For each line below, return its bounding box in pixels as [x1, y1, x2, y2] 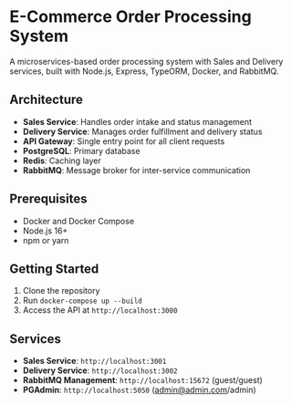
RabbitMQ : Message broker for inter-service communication [22, 164, 251, 175]
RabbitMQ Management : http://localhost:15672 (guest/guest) [22, 375, 263, 386]
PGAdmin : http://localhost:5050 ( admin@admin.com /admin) [22, 385, 257, 396]
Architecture [9, 92, 84, 108]
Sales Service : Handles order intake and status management [22, 116, 253, 127]
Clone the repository [22, 285, 100, 296]
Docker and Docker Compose [22, 215, 135, 226]
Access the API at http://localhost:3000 [22, 305, 178, 316]
